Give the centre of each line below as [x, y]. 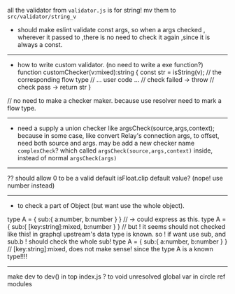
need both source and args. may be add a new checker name [106, 143]
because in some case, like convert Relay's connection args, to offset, [118, 135]
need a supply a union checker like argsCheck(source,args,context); [116, 128]
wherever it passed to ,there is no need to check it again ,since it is [114, 37]
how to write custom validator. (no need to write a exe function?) [111, 65]
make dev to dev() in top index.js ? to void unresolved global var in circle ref [116, 276]
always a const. [40, 44]
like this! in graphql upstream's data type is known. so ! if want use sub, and [116, 234]
